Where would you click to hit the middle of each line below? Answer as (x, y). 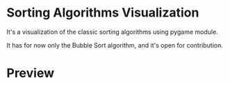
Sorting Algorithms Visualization (103, 13)
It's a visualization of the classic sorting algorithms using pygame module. (112, 32)
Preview (31, 73)
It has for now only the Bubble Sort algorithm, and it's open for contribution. (115, 45)
